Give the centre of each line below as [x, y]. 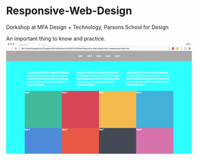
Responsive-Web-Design [69, 11]
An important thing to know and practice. [56, 38]
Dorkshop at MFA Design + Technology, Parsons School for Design [88, 27]
